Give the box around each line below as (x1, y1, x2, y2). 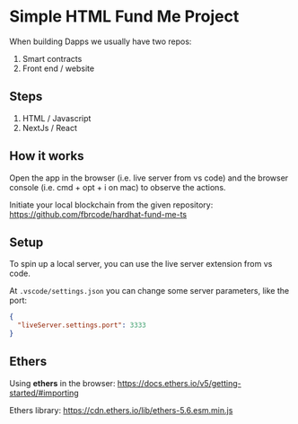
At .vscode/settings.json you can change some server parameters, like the (9, 286, 290, 296)
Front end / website (22, 63, 95, 74)
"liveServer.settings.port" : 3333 (17, 321, 146, 330)
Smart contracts (22, 53, 83, 64)
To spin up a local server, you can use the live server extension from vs (9, 259, 273, 269)
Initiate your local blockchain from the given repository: (9, 199, 214, 210)
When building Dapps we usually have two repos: (9, 36, 192, 47)
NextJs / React (22, 122, 78, 133)
